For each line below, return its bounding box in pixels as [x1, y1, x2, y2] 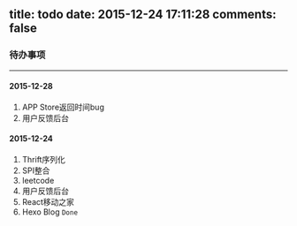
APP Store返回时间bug [21, 102, 104, 112]
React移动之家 [21, 197, 75, 207]
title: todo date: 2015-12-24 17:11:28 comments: [9, 7, 277, 22]
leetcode [21, 176, 55, 186]
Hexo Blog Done [21, 207, 78, 217]
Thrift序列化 [21, 154, 66, 165]
